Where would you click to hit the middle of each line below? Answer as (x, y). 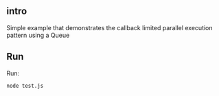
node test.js (25, 86)
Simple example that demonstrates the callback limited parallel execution (110, 27)
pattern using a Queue (38, 35)
